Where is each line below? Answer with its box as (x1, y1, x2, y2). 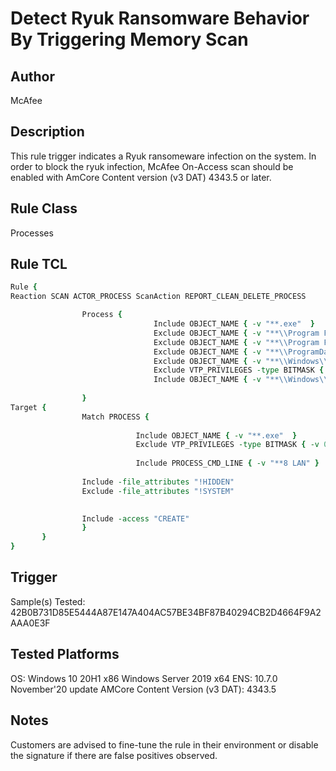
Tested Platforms (10, 646, 120, 663)
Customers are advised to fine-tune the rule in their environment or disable (10, 738, 319, 751)
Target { (10, 402, 47, 412)
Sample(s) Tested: (10, 595, 86, 607)
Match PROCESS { (81, 412, 150, 422)
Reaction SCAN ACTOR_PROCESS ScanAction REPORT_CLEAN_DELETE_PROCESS (10, 292, 307, 302)
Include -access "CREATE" (81, 513, 190, 524)
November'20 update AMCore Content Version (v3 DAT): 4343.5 (10, 683, 277, 695)
